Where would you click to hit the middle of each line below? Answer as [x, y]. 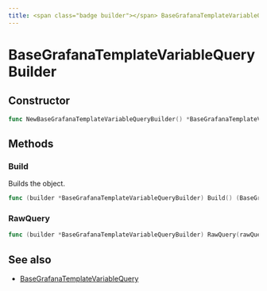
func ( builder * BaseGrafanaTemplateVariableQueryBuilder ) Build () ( [124, 198]
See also [30, 260]
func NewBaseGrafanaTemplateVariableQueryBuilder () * [99, 119]
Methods [31, 144]
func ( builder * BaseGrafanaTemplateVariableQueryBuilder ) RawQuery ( [124, 235]
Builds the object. [37, 184]
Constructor [39, 101]
